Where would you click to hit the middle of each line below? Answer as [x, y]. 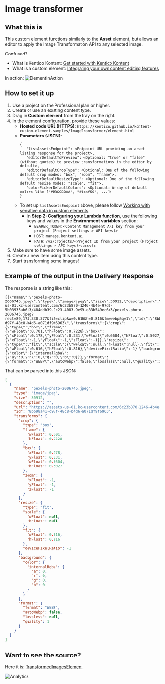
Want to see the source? [43, 655]
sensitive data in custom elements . [55, 210]
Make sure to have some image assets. [52, 250]
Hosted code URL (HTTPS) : [48, 126]
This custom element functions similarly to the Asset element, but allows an [82, 39]
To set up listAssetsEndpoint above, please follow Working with [85, 205]
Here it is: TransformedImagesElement [44, 667]
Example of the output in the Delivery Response [79, 276]
